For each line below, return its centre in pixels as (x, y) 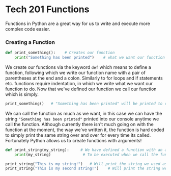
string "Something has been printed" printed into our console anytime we (82, 119)
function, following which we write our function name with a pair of (76, 72)
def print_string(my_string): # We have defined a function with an (84, 150)
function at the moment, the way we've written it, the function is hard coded (85, 130)
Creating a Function (30, 42)
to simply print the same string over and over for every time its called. (78, 135)
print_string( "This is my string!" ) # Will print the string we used (83, 164)
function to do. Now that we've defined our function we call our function (81, 89)
